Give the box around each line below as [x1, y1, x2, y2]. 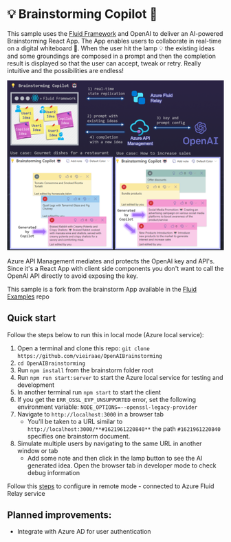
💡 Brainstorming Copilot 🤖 [7, 6, 158, 22]
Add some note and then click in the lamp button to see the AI [27, 454, 203, 462]
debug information [27, 468, 80, 476]
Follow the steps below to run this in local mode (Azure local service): [7, 330, 204, 339]
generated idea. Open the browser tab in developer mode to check [27, 461, 217, 470]
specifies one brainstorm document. [27, 432, 131, 440]
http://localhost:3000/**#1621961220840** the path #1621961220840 [27, 424, 221, 433]
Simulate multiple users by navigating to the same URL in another [16, 439, 202, 448]
